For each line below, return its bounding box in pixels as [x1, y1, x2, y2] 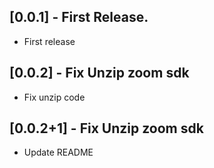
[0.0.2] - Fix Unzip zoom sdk [9, 65, 190, 82]
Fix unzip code [23, 91, 86, 103]
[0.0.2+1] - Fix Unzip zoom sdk [9, 120, 204, 137]
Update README [23, 146, 94, 159]
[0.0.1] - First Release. [9, 9, 149, 26]
